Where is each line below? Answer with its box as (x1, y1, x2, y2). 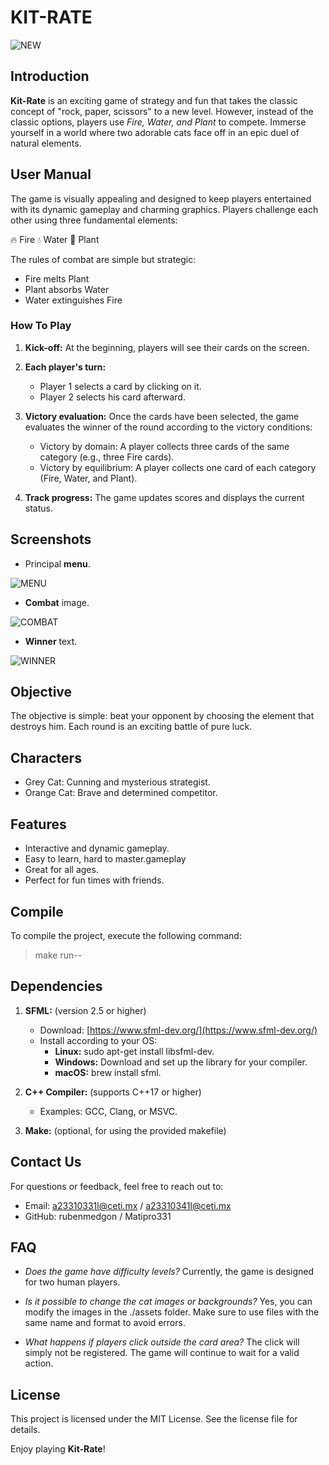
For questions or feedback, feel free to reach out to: (10, 1180, 224, 1192)
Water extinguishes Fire (24, 294, 123, 306)
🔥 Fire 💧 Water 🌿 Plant (10, 233, 100, 245)
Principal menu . (24, 557, 91, 570)
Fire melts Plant (24, 272, 90, 285)
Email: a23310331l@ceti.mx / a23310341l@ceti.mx (24, 1199, 232, 1211)
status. (24, 502, 53, 514)
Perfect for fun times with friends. (24, 874, 165, 886)
